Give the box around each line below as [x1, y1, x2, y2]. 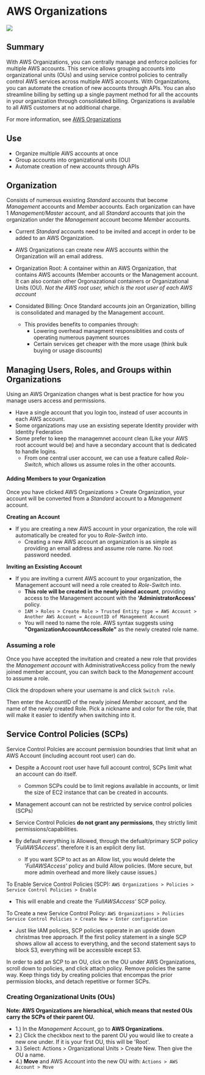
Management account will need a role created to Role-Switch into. [15, 582, 182, 589]
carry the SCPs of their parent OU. [6, 1013, 95, 1021]
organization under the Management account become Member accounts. [6, 216, 191, 223]
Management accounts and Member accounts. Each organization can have [6, 203, 195, 211]
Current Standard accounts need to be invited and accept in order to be [15, 228, 196, 235]
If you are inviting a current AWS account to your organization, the [15, 575, 182, 582]
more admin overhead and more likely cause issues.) [24, 868, 157, 876]
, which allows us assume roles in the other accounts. [41, 461, 176, 468]
